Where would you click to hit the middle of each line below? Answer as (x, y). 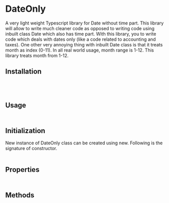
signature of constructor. (31, 148)
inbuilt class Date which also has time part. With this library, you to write (81, 34)
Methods (20, 195)
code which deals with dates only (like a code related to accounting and (81, 39)
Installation (23, 72)
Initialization (25, 131)
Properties (22, 170)
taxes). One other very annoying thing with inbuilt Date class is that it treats (84, 44)
